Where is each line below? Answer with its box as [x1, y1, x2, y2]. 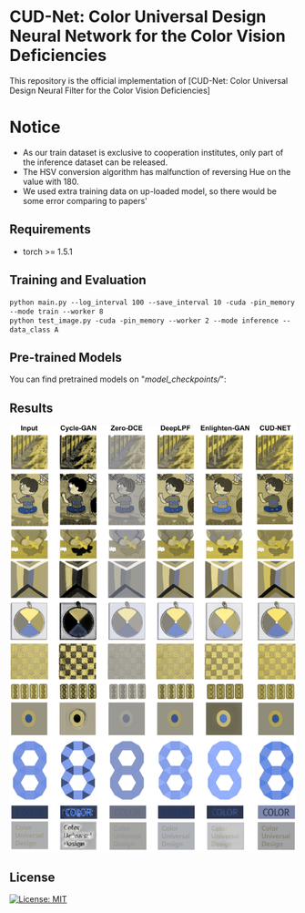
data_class [9, 325, 51, 334]
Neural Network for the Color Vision [9, 26, 286, 46]
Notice [9, 117, 61, 138]
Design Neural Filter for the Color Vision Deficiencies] [9, 85, 211, 96]
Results [9, 400, 54, 415]
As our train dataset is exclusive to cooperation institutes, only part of [22, 147, 284, 158]
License [9, 869, 56, 885]
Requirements [9, 221, 91, 238]
